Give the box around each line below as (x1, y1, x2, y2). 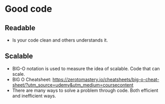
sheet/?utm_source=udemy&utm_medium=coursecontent (12, 81, 134, 88)
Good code (5, 3, 52, 15)
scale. (12, 71, 25, 77)
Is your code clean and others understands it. (12, 37, 108, 43)
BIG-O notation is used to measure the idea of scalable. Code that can (12, 65, 160, 72)
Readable (5, 24, 36, 32)
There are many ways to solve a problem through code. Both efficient (12, 87, 159, 93)
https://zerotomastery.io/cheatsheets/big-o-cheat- (52, 76, 159, 82)
